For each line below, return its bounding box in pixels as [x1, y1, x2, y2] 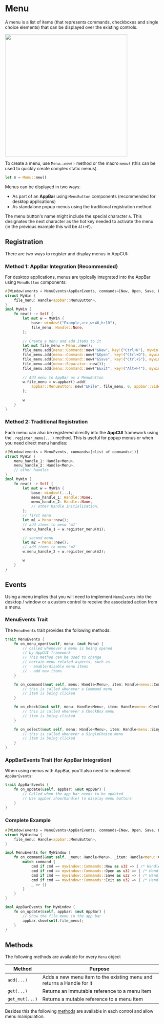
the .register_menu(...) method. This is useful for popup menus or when [5, 435, 154, 441]
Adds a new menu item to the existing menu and [42, 974, 153, 980]
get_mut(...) [7, 996, 38, 1002]
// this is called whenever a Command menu [22, 687, 112, 691]
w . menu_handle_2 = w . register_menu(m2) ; [22, 549, 106, 554]
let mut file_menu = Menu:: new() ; [22, 343, 93, 348]
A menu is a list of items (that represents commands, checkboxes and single [5, 19, 159, 25]
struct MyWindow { [5, 832, 42, 837]
